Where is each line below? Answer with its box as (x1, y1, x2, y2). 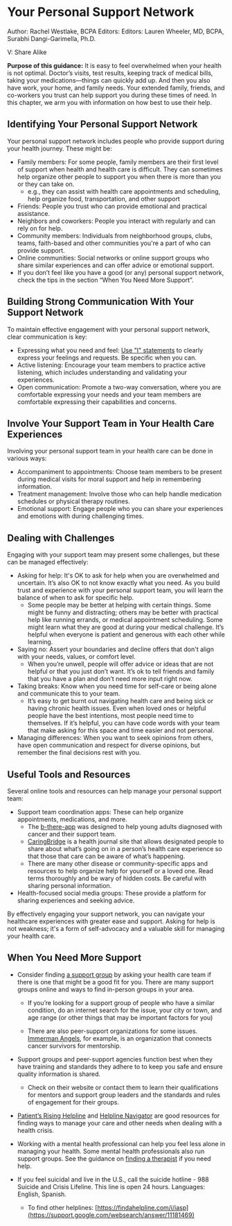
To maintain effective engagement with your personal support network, (7, 325, 211, 333)
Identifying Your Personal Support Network (7, 119, 198, 131)
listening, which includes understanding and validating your (17, 368, 188, 376)
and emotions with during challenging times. (17, 512, 144, 521)
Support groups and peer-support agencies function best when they (17, 1055, 213, 1063)
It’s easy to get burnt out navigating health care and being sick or (27, 697, 213, 705)
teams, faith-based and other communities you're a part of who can (17, 239, 211, 247)
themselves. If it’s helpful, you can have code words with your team (27, 719, 220, 728)
